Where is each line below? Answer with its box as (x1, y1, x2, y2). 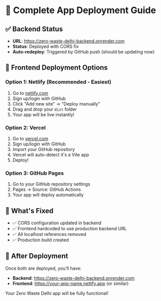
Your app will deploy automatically (12, 192, 84, 198)
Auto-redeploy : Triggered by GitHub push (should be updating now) (12, 49, 155, 55)
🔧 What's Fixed (5, 207, 54, 215)
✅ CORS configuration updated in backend (12, 220, 102, 226)
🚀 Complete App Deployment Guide (5, 5, 156, 16)
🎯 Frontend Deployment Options (5, 63, 108, 72)
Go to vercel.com (12, 135, 49, 141)
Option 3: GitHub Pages (5, 169, 64, 176)
